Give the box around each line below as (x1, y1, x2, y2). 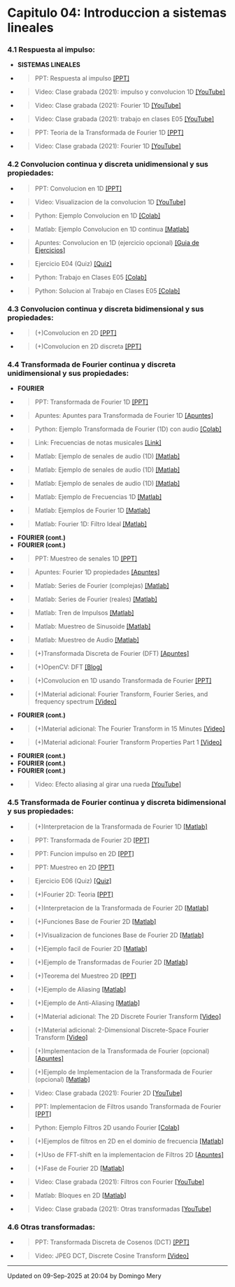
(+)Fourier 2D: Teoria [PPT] (34, 890, 114, 899)
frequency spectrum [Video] (34, 698, 117, 706)
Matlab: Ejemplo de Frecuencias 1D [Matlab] (34, 493, 162, 501)
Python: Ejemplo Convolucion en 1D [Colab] (34, 211, 161, 220)
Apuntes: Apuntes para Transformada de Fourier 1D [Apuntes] (34, 412, 213, 420)
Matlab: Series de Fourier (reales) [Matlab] (34, 595, 157, 603)
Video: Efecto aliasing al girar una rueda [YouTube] (34, 780, 182, 789)
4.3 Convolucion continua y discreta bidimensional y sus (7, 304, 204, 314)
